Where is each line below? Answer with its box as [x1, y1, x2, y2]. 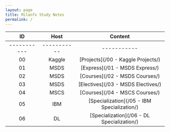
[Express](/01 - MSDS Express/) [80, 64, 159, 72]
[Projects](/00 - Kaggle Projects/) [79, 56, 161, 63]
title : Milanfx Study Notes [5, 12, 65, 17]
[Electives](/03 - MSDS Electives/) [78, 81, 162, 88]
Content [109, 33, 130, 40]
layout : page [5, 7, 33, 13]
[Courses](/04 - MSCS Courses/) [79, 89, 160, 96]
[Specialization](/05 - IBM [88, 97, 152, 105]
